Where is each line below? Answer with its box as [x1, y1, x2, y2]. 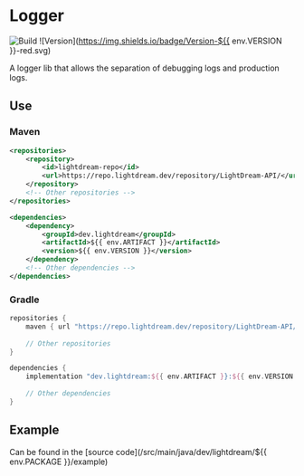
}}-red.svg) [9, 44, 52, 55]
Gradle [9, 293, 40, 306]
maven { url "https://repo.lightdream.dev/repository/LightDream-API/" [25, 322, 301, 331]
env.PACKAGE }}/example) [9, 456, 109, 467]
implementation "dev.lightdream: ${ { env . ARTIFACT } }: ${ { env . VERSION [25, 372, 294, 381]
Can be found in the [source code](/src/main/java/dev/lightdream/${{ [9, 446, 268, 457]
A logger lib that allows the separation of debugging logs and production [9, 62, 280, 73]
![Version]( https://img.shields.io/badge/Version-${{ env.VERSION [39, 35, 282, 46]
